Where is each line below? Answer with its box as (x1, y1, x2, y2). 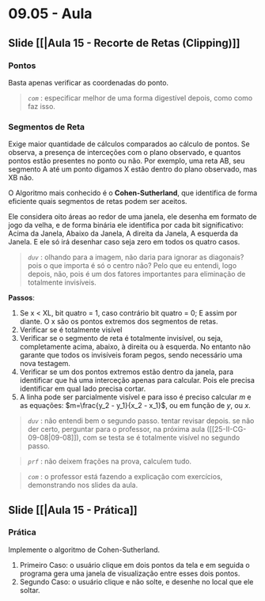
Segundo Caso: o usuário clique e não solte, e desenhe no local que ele (19, 576, 254, 586)
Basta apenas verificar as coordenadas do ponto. (8, 77, 168, 87)
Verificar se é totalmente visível (19, 325, 123, 335)
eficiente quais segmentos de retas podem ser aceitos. (8, 197, 187, 206)
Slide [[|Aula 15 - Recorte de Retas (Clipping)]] (8, 36, 240, 50)
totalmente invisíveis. (27, 278, 97, 287)
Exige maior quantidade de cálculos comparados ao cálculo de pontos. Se (8, 139, 251, 149)
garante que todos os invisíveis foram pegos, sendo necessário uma (19, 350, 243, 360)
